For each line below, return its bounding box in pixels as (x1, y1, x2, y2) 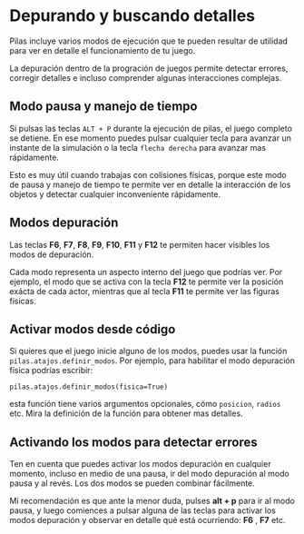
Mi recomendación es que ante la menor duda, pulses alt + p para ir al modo (9, 496, 295, 507)
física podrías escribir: (9, 365, 93, 376)
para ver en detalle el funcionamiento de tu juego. (9, 44, 196, 55)
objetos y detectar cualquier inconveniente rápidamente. (9, 188, 221, 200)
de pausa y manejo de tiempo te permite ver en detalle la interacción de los (9, 179, 291, 190)
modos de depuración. (9, 249, 94, 260)
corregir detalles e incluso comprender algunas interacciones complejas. (9, 72, 282, 83)
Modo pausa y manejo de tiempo (9, 99, 198, 114)
